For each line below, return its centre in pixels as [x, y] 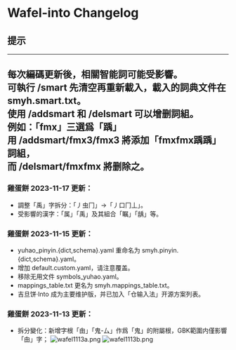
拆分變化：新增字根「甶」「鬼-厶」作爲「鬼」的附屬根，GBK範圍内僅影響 [122, 330]
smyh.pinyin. [160, 250]
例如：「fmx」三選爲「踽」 [65, 127]
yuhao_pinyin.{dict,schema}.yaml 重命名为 [79, 250]
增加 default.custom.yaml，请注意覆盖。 [76, 267]
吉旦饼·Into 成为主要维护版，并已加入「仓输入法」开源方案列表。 [111, 294]
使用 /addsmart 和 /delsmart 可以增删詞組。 [103, 114]
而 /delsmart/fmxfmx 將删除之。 [78, 167]
